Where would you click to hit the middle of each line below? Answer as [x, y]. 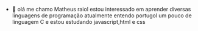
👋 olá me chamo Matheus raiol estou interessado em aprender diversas [101, 9]
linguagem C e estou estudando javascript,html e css [79, 22]
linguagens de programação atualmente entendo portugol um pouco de [102, 15]
